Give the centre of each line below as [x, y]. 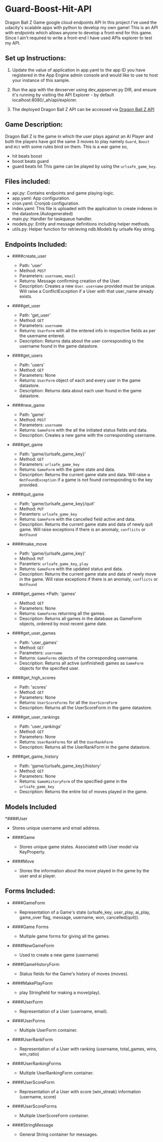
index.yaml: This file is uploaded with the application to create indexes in [85, 209]
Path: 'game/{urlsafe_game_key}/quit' [57, 504]
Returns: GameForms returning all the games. [62, 613]
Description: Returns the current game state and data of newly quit [86, 524]
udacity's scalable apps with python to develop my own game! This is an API [81, 27]
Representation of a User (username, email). [64, 1011]
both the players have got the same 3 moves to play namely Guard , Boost [77, 141]
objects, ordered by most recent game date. [63, 624]
